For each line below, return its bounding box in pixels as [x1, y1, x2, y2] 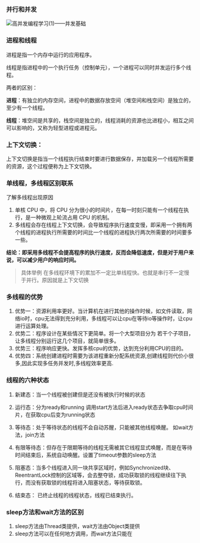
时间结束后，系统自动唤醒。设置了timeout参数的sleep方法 [14, 451, 157, 458]
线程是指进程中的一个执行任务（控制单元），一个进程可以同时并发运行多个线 [6, 64, 192, 71]
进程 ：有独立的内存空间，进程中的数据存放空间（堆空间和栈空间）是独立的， [6, 97, 194, 104]
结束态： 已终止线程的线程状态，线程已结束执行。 [14, 491, 137, 499]
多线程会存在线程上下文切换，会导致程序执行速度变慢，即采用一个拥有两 [14, 221, 192, 229]
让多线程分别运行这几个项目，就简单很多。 [14, 337, 120, 344]
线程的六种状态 [6, 376, 49, 384]
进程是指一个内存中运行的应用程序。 [6, 51, 95, 58]
